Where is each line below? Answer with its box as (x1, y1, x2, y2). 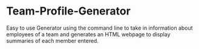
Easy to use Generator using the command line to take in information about (6, 24, 193, 31)
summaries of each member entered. (6, 37, 99, 44)
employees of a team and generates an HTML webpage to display (6, 30, 171, 38)
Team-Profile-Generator (6, 4, 131, 18)
